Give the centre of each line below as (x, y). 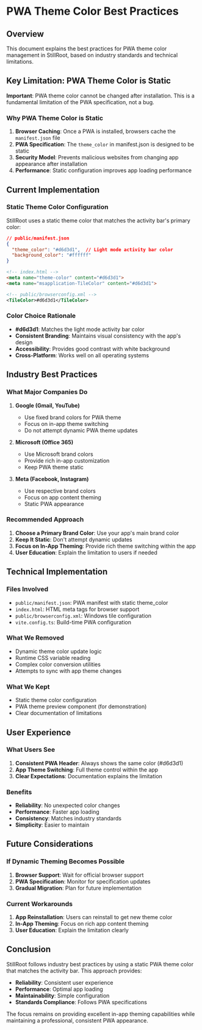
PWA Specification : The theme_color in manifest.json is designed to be (104, 145)
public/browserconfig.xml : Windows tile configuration (83, 615)
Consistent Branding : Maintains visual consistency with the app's (98, 336)
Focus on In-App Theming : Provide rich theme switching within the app (106, 546)
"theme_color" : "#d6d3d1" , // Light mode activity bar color (92, 249)
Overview (25, 34)
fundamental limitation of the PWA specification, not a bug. (80, 102)
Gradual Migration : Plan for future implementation (78, 888)
